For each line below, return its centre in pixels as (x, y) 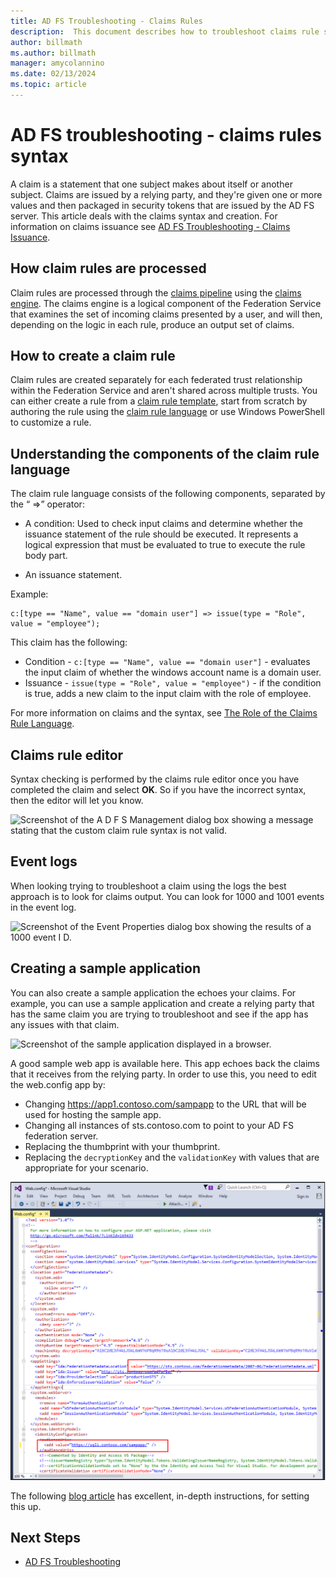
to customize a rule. (51, 422)
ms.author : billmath (53, 53)
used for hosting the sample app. (93, 1114)
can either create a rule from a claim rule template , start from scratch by (159, 401)
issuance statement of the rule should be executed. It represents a (161, 534)
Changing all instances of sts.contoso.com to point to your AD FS (159, 1125)
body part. (46, 556)
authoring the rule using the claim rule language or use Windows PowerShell (167, 412)
